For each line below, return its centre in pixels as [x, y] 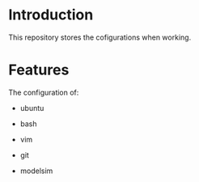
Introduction [51, 15]
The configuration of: [44, 92]
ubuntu [32, 108]
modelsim [36, 171]
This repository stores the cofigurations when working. [100, 37]
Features [39, 70]
